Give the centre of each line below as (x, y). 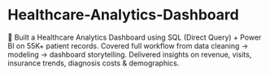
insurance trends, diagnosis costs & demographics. (94, 63)
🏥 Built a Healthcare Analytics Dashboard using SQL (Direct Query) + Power (135, 37)
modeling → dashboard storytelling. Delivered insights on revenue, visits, (130, 54)
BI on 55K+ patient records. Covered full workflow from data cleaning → (128, 45)
